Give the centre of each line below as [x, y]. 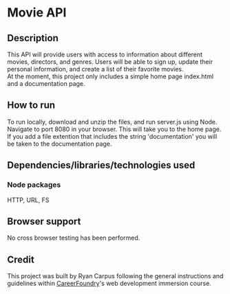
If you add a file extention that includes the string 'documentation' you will [112, 136]
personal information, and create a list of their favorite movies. [95, 69]
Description [33, 38]
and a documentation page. [46, 83]
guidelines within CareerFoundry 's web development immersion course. [109, 284]
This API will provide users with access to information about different [105, 54]
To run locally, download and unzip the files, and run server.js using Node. [112, 122]
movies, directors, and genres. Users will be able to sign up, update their [110, 62]
